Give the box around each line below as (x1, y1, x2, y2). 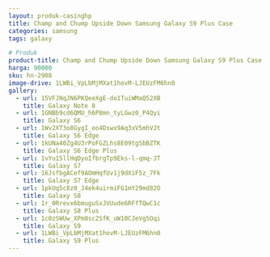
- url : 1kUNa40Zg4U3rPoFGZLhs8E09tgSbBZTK (15, 139, 161, 147)
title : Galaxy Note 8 (23, 102, 95, 110)
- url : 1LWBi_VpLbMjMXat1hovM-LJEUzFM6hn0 (15, 230, 161, 238)
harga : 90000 (8, 64, 53, 73)
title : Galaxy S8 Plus (23, 207, 99, 215)
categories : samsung (8, 27, 78, 35)
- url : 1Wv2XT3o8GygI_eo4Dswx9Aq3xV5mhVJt (15, 124, 161, 133)
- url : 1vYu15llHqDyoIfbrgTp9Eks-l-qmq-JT (15, 154, 161, 162)
